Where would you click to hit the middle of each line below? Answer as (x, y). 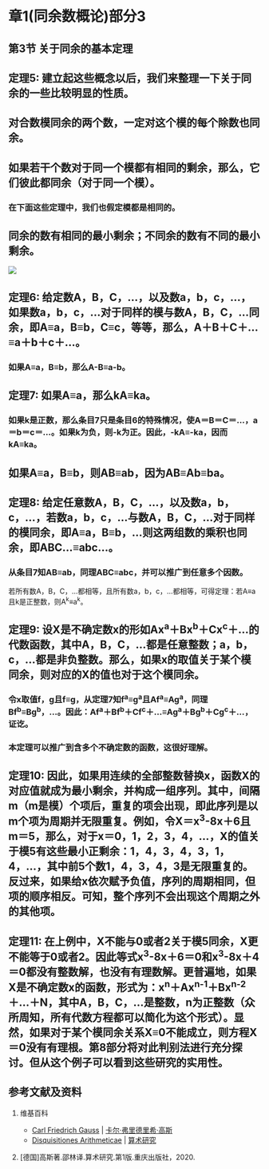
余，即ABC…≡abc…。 (64, 547)
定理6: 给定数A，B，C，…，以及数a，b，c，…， (130, 297)
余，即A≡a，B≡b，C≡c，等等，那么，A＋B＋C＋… (133, 327)
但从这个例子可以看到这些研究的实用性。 (129, 1062)
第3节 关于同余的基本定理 (71, 48)
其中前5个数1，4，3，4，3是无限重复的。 (150, 867)
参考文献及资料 (45, 1093)
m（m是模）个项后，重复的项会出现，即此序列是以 (133, 806)
